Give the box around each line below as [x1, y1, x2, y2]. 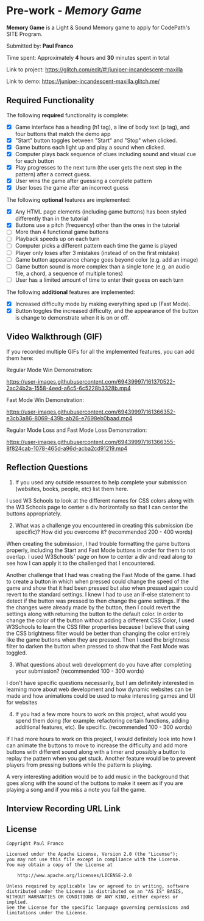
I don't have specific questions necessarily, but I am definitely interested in [6, 679, 194, 686]
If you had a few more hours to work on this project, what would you [15, 710, 187, 717]
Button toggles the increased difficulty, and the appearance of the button [15, 307, 199, 314]
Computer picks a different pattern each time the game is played [15, 242, 178, 249]
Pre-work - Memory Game [6, 4, 142, 18]
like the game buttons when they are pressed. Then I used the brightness [6, 636, 190, 643]
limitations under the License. [6, 909, 88, 916]
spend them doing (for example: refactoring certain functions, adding [15, 717, 189, 724]
